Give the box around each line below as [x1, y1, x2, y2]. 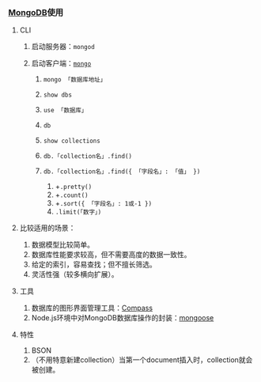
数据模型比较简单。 [31, 240, 95, 250]
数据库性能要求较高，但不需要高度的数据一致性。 [31, 250, 191, 259]
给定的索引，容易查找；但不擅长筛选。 [31, 259, 157, 270]
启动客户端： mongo [31, 59, 92, 68]
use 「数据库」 [43, 107, 88, 115]
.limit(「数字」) [55, 208, 102, 217]
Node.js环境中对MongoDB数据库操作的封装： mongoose [31, 313, 214, 323]
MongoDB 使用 [8, 6, 64, 17]
